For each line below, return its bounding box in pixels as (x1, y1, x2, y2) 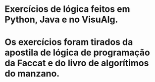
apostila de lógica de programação (4, 47, 151, 58)
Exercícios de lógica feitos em (4, 3, 130, 15)
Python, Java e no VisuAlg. (4, 14, 118, 25)
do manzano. (4, 68, 60, 80)
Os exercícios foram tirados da (4, 37, 133, 48)
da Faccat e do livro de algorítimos (4, 58, 149, 69)
